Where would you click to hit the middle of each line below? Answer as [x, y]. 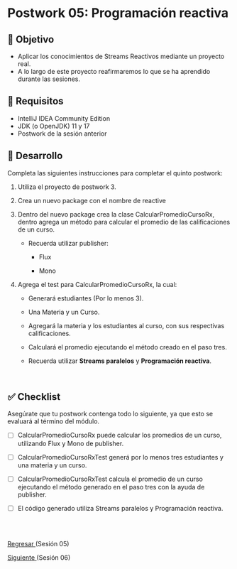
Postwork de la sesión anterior [62, 134]
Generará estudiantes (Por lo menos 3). [86, 298]
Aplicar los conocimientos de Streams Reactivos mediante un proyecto [121, 56]
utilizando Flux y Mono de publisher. [71, 443]
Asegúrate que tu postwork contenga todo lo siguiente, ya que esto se [110, 414]
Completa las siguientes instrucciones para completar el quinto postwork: [115, 173]
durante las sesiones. [49, 79]
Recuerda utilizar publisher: [68, 243]
